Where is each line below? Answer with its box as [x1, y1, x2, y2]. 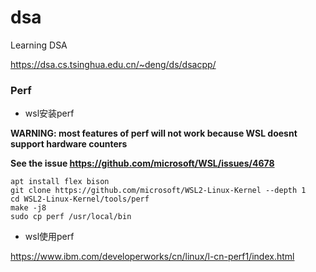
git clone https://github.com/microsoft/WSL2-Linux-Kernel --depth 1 [10, 186, 307, 196]
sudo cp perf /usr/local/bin [10, 212, 132, 222]
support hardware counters [10, 138, 128, 150]
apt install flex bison [10, 177, 110, 187]
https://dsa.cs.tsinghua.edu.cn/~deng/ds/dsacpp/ [10, 58, 217, 70]
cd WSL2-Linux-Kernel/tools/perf [10, 194, 150, 205]
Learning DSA [10, 39, 68, 51]
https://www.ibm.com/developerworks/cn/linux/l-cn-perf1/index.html [10, 251, 295, 263]
